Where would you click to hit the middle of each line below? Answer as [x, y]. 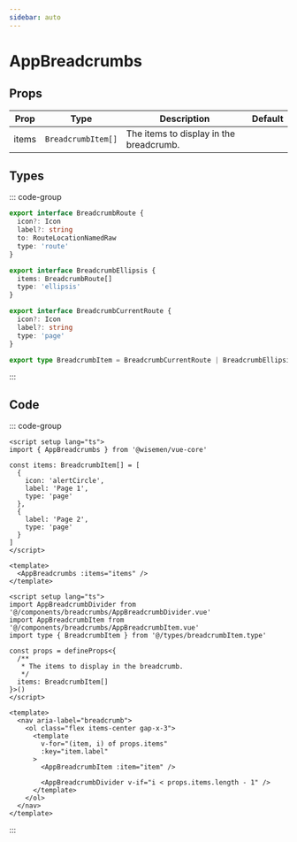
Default [267, 119]
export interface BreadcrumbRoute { [76, 213]
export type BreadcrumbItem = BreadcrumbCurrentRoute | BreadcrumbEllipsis [152, 360]
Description [185, 119]
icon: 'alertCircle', [65, 481]
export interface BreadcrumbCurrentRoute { [91, 311]
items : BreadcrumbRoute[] [65, 279]
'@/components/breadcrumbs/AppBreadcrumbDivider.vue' [110, 612]
